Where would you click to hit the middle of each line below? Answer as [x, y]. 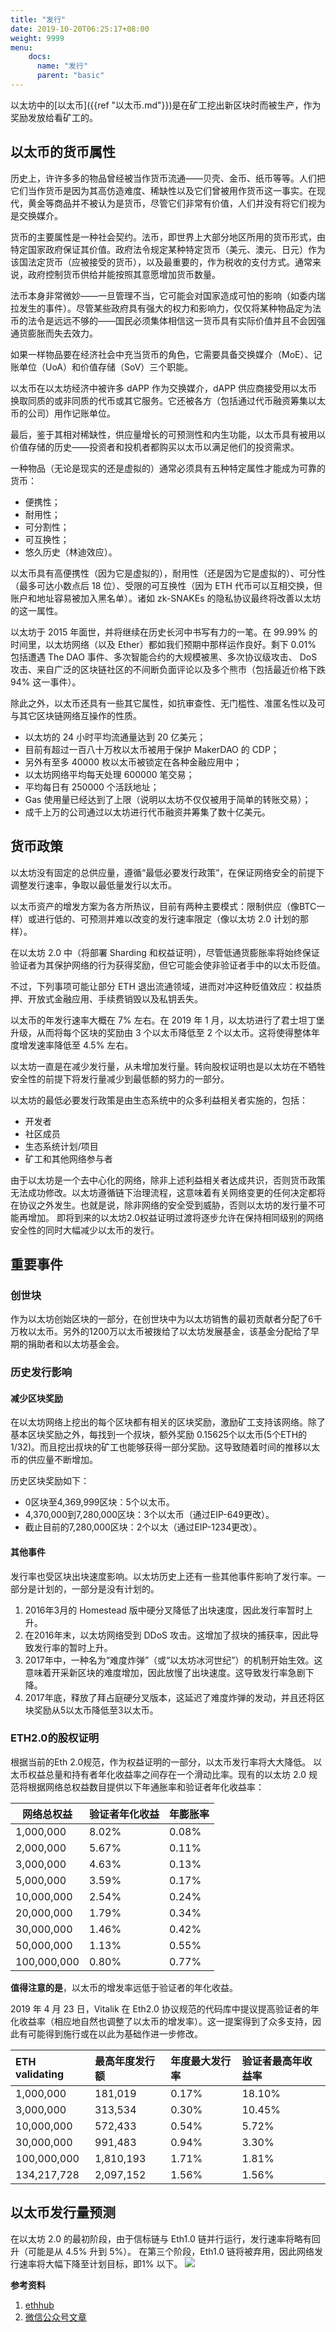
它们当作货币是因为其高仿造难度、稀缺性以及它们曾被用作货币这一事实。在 [163, 190]
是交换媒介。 [36, 215]
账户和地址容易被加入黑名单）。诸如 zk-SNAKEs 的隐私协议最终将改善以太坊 [166, 598]
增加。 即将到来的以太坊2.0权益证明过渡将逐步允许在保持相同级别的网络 [175, 1217]
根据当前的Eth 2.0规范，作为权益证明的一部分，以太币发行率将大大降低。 [161, 1762]
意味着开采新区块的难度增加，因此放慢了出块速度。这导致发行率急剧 [165, 1672]
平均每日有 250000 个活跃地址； [92, 787]
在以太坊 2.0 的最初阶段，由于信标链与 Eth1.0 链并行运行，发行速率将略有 [161, 2238]
